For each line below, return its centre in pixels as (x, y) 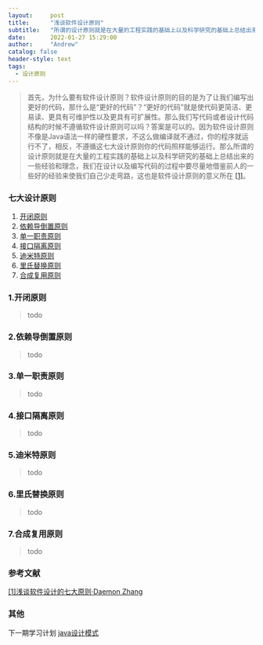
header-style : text (40, 60)
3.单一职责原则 (36, 376)
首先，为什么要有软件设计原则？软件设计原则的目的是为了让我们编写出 (141, 97)
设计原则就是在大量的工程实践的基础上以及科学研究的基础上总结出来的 (141, 156)
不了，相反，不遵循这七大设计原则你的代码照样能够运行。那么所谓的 (144, 146)
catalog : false (33, 52)
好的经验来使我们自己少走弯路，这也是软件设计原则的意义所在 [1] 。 (142, 175)
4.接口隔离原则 (36, 415)
